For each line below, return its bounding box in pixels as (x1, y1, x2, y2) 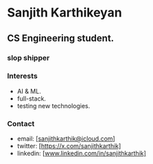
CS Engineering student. (7, 32, 115, 44)
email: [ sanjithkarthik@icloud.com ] (16, 134, 115, 143)
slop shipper (7, 53, 50, 63)
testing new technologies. (16, 101, 91, 110)
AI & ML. (16, 87, 41, 95)
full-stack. (16, 94, 47, 103)
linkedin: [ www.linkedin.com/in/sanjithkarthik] (16, 150, 146, 158)
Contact (7, 119, 35, 128)
